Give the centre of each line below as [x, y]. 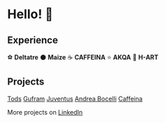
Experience [33, 40]
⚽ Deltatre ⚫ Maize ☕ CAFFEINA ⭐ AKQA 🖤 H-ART [83, 57]
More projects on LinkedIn [45, 112]
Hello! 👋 [30, 14]
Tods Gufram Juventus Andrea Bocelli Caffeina [75, 99]
